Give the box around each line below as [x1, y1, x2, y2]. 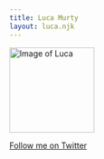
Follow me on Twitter [9, 140, 88, 151]
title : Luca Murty [9, 13, 79, 23]
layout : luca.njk [9, 22, 75, 31]
